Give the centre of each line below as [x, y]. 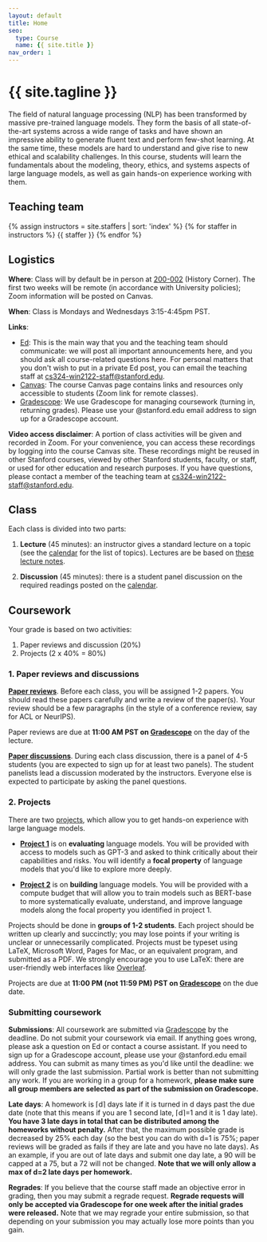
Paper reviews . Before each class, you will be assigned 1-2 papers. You [126, 691]
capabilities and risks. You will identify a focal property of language [131, 860]
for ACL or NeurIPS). [42, 717]
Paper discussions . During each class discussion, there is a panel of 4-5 [128, 756]
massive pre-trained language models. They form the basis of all [114, 122]
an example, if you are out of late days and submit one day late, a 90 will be [132, 1155]
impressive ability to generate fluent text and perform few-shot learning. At [132, 140]
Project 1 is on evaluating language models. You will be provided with [134, 843]
